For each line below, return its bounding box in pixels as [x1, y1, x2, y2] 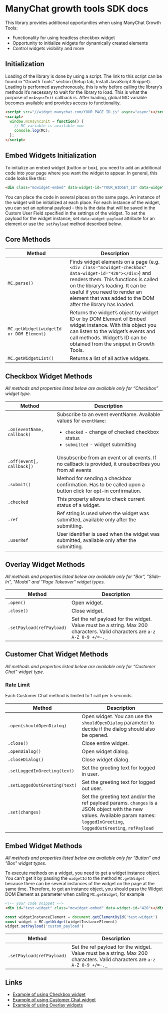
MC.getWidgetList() [7, 355, 54, 361]
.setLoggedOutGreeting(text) [7, 782, 77, 788]
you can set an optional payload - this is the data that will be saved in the [5, 205, 155, 211]
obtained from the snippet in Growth [69, 340, 155, 347]
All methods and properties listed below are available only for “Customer [5, 663, 156, 669]
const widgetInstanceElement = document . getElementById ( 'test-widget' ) [5, 914, 157, 920]
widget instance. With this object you [69, 322, 156, 329]
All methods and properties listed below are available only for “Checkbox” [5, 385, 158, 391]
